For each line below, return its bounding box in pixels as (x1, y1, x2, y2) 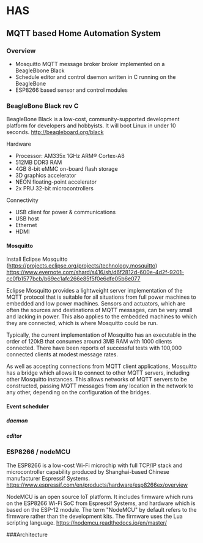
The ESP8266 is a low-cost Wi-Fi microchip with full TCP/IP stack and (6, 462, 183, 469)
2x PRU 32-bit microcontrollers (15, 185, 94, 192)
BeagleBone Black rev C (6, 102, 79, 110)
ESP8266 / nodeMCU (6, 448, 71, 456)
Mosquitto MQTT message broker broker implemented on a (15, 60, 165, 67)
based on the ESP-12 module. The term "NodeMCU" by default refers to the (6, 506, 197, 513)
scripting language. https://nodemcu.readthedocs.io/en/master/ (6, 519, 167, 526)
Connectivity (6, 197, 39, 204)
